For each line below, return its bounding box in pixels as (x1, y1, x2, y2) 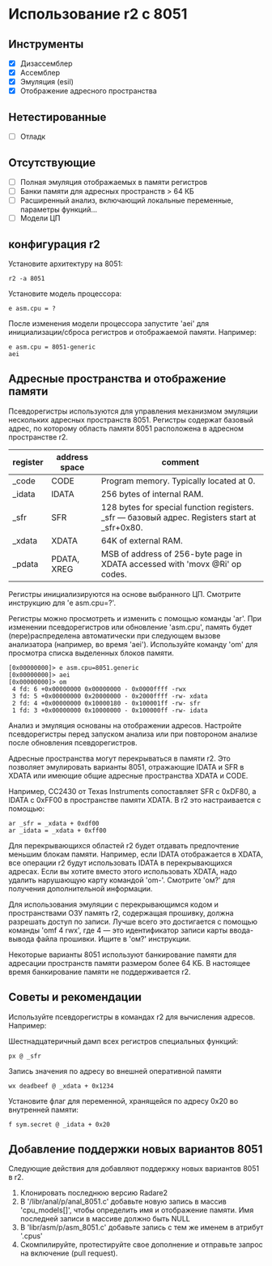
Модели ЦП (19, 213, 61, 223)
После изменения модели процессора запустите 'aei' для (8, 319, 210, 328)
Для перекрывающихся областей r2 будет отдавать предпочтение (8, 840, 240, 850)
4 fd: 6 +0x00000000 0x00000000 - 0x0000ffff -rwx (11, 684, 186, 693)
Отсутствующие (8, 156, 96, 170)
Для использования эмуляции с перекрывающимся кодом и (8, 899, 219, 909)
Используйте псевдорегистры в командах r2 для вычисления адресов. (8, 1011, 256, 1022)
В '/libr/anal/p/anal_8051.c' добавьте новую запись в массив (19, 1197, 227, 1207)
